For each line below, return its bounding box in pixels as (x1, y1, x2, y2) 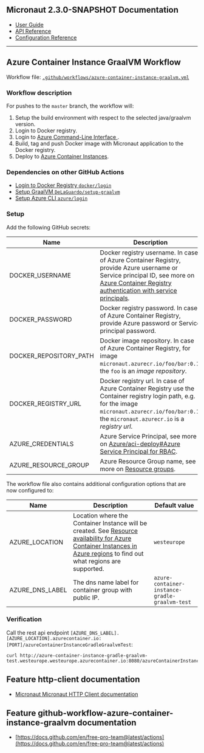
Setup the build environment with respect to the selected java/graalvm (15, 114, 191, 121)
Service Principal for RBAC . (100, 447, 178, 455)
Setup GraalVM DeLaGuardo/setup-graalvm (15, 188, 120, 196)
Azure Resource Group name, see (100, 457, 196, 465)
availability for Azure (72, 534, 132, 542)
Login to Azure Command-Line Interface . (15, 133, 120, 140)
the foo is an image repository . (100, 367, 187, 375)
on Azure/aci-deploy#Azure (100, 440, 181, 448)
